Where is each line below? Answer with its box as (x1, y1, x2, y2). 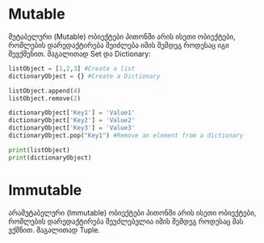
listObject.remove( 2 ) (8, 94, 82, 102)
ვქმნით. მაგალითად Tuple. (8, 224, 101, 235)
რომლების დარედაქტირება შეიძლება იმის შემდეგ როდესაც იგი (8, 40, 229, 49)
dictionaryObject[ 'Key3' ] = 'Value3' (8, 124, 136, 132)
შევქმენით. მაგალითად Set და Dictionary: (8, 49, 151, 58)
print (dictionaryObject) (8, 153, 92, 162)
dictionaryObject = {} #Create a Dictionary (8, 72, 161, 80)
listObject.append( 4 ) (8, 87, 82, 95)
